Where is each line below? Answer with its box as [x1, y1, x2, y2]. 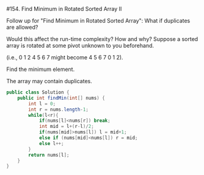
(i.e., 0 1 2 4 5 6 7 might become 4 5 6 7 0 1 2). [6, 54, 123, 61]
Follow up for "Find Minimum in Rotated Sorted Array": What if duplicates [6, 17, 191, 24]
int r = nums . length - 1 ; [28, 106, 89, 113]
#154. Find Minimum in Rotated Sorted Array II [6, 6, 122, 12]
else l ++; [38, 140, 64, 146]
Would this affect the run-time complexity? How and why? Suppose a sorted [6, 35, 199, 42]
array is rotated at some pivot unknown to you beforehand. [6, 42, 155, 49]
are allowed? [6, 24, 38, 31]
